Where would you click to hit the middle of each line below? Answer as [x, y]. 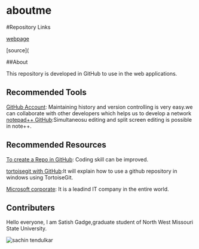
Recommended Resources [56, 145]
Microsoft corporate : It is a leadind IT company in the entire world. [88, 189]
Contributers [31, 208]
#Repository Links [28, 27]
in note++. [19, 126]
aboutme [29, 10]
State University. [27, 229]
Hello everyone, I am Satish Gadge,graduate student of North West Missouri [99, 222]
